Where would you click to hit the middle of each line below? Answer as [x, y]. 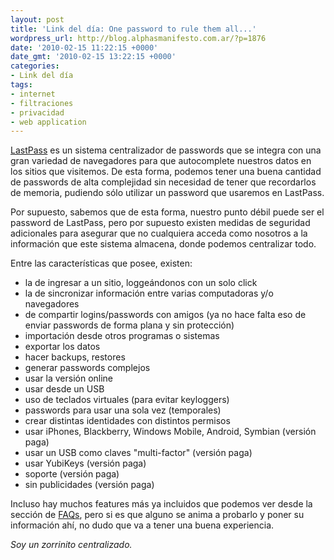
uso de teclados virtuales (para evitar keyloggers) [127, 400]
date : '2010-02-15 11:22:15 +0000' [84, 47]
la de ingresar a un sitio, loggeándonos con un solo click [141, 283]
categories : [35, 66]
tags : [21, 85]
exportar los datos [62, 347]
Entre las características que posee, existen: [101, 263]
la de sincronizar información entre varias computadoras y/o [149, 293]
